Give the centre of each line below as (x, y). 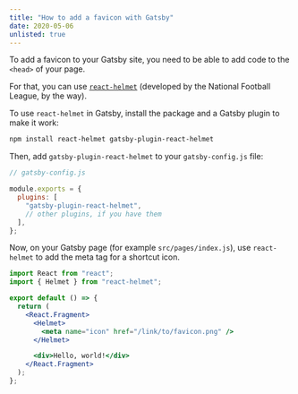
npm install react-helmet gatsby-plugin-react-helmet (112, 140)
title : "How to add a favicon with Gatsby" (92, 17)
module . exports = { (46, 189)
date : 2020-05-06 (42, 26)
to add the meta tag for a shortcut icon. (108, 257)
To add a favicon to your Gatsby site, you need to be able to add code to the (149, 60)
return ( (34, 306)
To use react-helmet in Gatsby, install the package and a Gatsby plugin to (145, 114)
